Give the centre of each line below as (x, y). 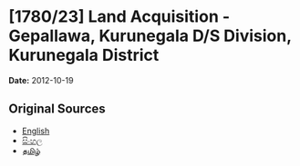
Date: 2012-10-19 (41, 80)
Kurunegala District (84, 55)
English (36, 131)
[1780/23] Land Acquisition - (119, 17)
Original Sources (57, 109)
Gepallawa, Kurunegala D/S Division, (150, 36)
